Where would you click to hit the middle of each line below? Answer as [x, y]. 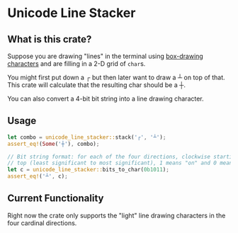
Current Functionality [56, 199]
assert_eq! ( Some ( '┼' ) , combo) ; [53, 144]
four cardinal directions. [42, 223]
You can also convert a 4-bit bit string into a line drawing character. [106, 98]
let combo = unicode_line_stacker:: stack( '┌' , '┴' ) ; [87, 137]
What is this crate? [50, 39]
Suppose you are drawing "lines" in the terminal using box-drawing [105, 56]
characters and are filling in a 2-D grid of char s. [76, 64]
